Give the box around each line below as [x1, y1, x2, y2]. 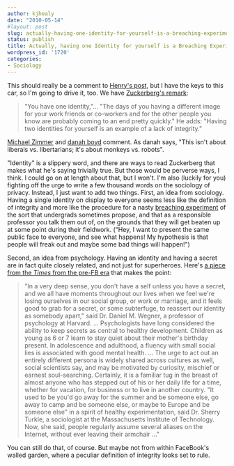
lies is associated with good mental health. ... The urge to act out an [24, 348, 219, 357]
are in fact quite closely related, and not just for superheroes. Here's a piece [7, 261, 226, 269]
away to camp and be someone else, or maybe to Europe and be [24, 400, 210, 408]
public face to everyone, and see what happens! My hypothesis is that [7, 233, 209, 241]
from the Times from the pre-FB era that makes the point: [7, 268, 172, 277]
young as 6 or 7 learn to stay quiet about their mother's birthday [24, 334, 208, 342]
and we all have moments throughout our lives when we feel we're [24, 289, 214, 297]
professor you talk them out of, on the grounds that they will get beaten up [7, 217, 221, 226]
